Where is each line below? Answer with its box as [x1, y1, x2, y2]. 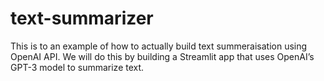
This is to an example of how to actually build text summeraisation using [10, 40, 308, 52]
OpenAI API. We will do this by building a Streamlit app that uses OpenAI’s [10, 50, 315, 62]
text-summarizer [10, 7, 154, 30]
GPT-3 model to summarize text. [10, 61, 145, 73]
